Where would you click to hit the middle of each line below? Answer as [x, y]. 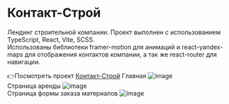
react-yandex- [202, 47]
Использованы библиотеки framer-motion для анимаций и [94, 47]
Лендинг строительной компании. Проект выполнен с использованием [114, 32]
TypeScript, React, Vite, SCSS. [51, 39]
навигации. [24, 61]
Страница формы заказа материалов [62, 93]
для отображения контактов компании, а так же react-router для [121, 54]
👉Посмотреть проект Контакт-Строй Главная [77, 75]
